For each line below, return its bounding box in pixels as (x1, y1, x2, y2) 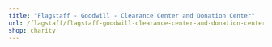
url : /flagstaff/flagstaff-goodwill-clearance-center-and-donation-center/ (8, 19, 270, 27)
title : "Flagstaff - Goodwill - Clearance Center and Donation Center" (8, 11, 255, 20)
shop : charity (8, 26, 57, 34)
